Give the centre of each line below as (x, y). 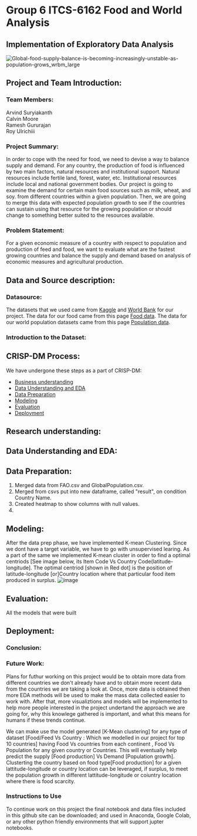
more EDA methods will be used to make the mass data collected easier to (96, 695)
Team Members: (30, 100)
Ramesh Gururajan (28, 125)
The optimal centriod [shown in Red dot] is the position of (103, 568)
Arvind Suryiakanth (29, 113)
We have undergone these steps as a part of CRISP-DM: (74, 371)
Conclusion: (24, 648)
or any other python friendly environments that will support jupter (85, 821)
